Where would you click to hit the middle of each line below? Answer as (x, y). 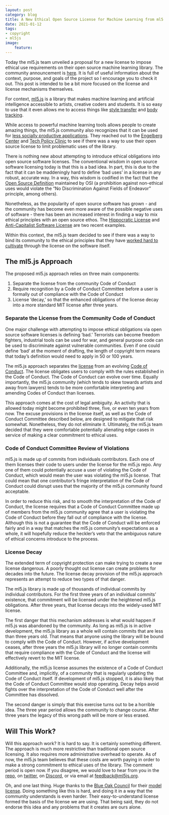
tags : (11, 29)
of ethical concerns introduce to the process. (52, 539)
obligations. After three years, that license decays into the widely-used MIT (83, 605)
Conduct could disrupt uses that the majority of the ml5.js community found (84, 486)
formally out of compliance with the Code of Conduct (68, 294)
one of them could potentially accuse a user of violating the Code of (76, 470)
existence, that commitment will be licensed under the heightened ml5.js (80, 600)
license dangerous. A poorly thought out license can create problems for (81, 568)
